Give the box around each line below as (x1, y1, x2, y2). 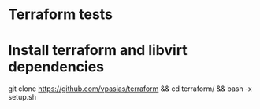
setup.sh (8, 93, 37, 102)
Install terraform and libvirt (8, 42, 188, 60)
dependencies (8, 58, 105, 76)
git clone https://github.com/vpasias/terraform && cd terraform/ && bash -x (8, 84, 252, 93)
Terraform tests (8, 5, 113, 24)
